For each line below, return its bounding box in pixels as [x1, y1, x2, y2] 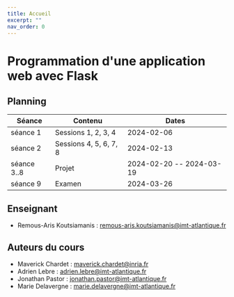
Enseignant [7, 202, 58, 214]
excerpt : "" [7, 17, 42, 24]
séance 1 [10, 128, 42, 138]
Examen [54, 179, 81, 188]
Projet [54, 163, 75, 173]
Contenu [72, 116, 103, 126]
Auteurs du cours [7, 241, 85, 253]
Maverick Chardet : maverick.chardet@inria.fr [17, 260, 148, 268]
